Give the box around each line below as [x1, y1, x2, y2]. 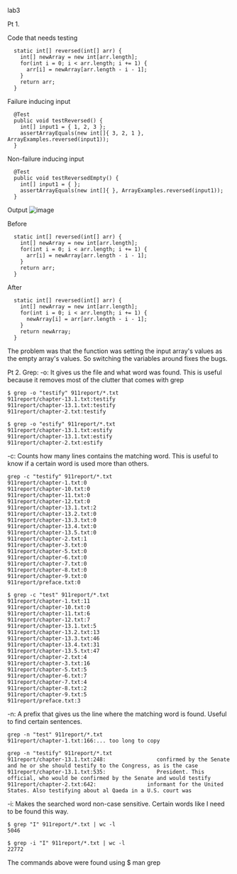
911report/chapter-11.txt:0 [7, 492, 91, 499]
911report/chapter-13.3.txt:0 [7, 517, 97, 524]
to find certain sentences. [7, 717, 83, 725]
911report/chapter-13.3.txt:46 [7, 635, 100, 642]
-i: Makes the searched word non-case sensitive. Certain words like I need [7, 800, 225, 808]
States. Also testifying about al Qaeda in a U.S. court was [7, 787, 192, 794]
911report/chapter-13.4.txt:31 [7, 641, 100, 648]
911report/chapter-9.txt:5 [7, 691, 87, 698]
